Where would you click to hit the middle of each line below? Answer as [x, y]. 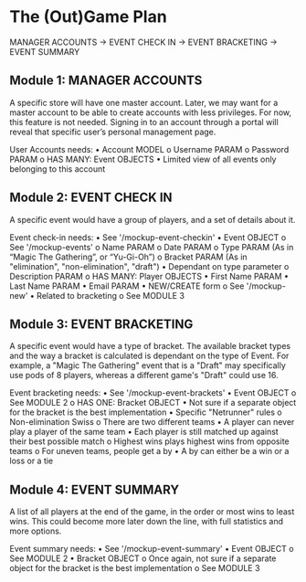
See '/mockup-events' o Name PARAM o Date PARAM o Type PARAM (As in [152, 247]
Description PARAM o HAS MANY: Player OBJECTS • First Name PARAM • [149, 276]
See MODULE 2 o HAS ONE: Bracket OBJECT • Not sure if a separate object [153, 403]
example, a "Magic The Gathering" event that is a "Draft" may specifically [148, 365]
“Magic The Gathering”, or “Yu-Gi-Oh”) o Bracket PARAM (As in [129, 257]
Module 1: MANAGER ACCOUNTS [106, 81]
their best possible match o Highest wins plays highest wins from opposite [149, 441]
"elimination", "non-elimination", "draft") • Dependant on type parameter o [149, 266]
